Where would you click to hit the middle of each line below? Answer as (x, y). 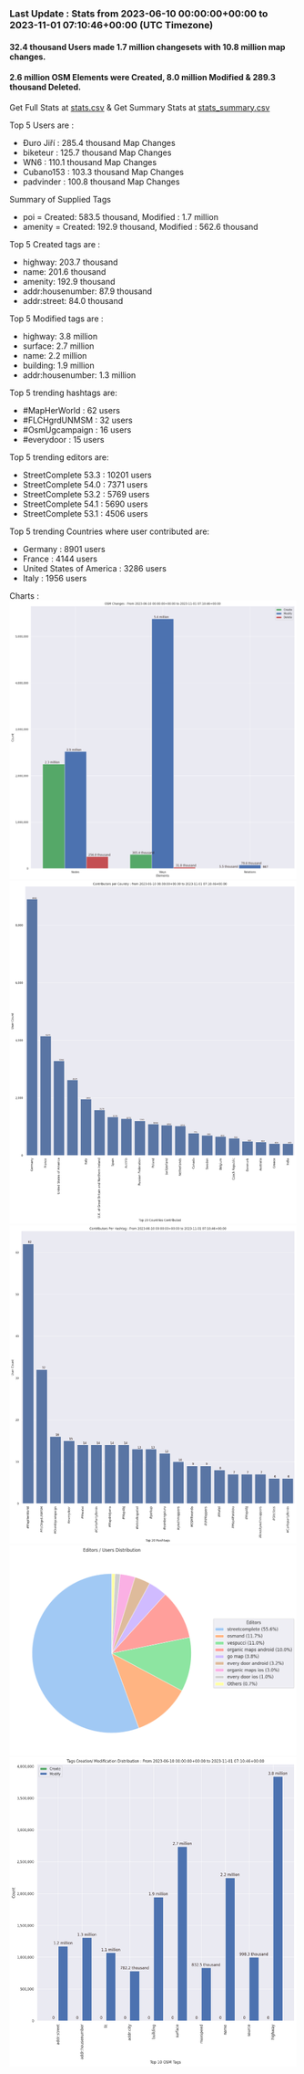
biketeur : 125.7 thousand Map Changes (97, 152)
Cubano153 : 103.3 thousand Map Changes (103, 172)
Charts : (24, 595)
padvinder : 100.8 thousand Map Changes (101, 182)
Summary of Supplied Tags (61, 199)
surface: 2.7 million (58, 346)
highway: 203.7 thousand (70, 262)
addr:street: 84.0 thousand (73, 300)
